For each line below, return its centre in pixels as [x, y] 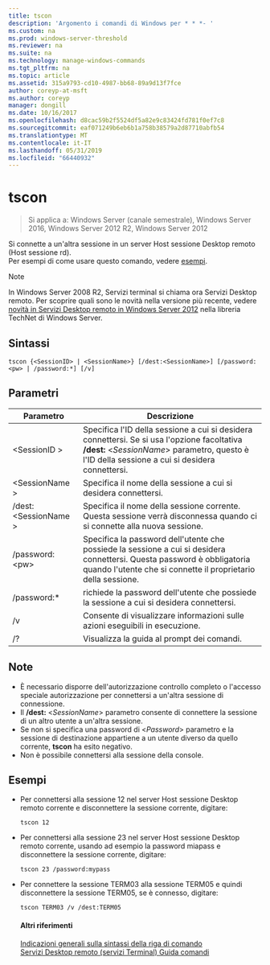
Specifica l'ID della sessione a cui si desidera [168, 429]
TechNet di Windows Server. [55, 318]
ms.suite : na [30, 53]
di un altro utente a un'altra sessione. [81, 721]
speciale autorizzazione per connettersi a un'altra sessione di [121, 695]
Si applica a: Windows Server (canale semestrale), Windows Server [139, 220]
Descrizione [170, 416]
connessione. [42, 704]
